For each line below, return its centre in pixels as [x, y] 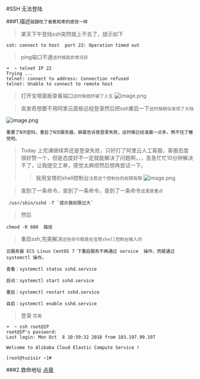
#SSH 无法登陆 [24, 9]
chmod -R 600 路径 [29, 227]
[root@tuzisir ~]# [29, 358]
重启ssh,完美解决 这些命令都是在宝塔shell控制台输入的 [82, 239]
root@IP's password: [32, 332]
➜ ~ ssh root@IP [28, 327]
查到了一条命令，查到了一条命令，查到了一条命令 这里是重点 [92, 190]
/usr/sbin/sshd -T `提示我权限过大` [51, 203]
